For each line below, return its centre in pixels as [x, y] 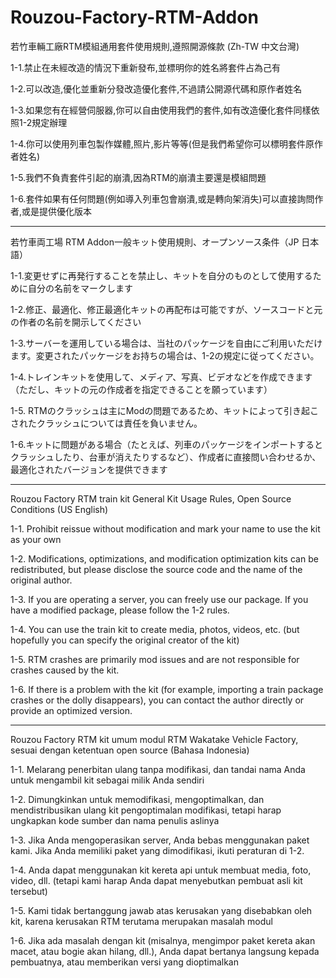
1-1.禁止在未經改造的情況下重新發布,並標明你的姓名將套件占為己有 [145, 67]
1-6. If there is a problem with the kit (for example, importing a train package [167, 689]
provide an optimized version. [71, 710]
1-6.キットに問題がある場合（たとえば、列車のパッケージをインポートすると [167, 444]
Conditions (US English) [59, 509]
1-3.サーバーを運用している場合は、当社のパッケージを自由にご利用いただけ [166, 343]
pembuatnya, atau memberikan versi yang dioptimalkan [124, 962]
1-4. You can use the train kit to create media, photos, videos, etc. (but [155, 629]
